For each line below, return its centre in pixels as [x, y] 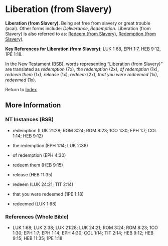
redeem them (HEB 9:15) [38, 165]
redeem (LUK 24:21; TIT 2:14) [43, 184]
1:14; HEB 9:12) [28, 136]
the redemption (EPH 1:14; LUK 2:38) [50, 145]
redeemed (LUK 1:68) [34, 203]
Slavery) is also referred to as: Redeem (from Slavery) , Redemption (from [81, 34]
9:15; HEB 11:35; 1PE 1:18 [37, 238]
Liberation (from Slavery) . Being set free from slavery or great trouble [78, 23]
